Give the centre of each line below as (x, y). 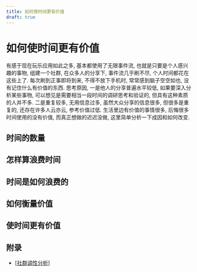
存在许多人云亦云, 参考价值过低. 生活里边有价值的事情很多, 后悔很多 (107, 110)
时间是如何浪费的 (37, 182)
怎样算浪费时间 (33, 160)
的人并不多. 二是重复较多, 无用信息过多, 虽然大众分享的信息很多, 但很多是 (95, 103)
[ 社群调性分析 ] (32, 263)
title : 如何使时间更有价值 (35, 12)
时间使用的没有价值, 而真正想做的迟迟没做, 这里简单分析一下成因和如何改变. (98, 117)
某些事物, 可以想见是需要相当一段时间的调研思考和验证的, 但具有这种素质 (99, 95)
